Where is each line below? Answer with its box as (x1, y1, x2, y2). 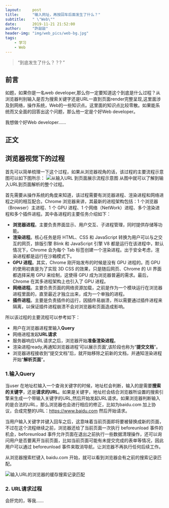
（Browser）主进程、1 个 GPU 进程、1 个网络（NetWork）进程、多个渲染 (5, 205, 156, 211)
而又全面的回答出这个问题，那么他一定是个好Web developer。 (9, 109, 138, 115)
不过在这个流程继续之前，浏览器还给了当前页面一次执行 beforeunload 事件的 (5, 424, 163, 431)
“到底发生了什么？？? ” (17, 59, 65, 66)
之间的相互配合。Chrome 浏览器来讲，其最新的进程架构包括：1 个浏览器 (9, 198, 158, 204)
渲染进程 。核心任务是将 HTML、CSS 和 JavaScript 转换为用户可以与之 (12, 234, 158, 240)
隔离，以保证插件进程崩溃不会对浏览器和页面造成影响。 (12, 303, 127, 309)
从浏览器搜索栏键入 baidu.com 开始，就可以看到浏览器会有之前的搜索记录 (5, 454, 157, 460)
